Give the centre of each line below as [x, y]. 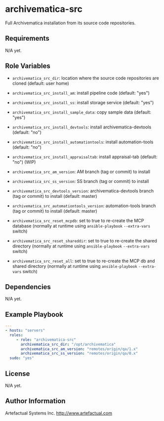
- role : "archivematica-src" [46, 340]
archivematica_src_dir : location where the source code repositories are [85, 78]
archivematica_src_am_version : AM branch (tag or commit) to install [81, 172]
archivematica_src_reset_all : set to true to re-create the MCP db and [83, 261]
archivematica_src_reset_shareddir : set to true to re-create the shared [84, 241]
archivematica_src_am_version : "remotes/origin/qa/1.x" [79, 349]
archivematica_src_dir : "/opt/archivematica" [68, 344]
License [18, 374]
